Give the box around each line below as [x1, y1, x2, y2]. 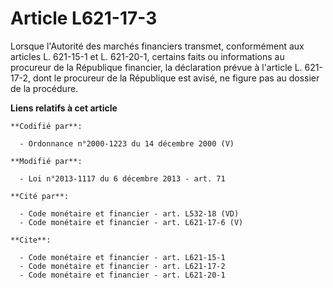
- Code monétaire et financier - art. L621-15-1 [19, 252, 226, 262]
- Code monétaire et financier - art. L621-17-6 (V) [19, 217, 244, 227]
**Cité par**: [10, 191, 70, 201]
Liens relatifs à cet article [10, 102, 118, 114]
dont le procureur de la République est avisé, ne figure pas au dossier [33, 72, 320, 84]
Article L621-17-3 [10, 7, 158, 30]
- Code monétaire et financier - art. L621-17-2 [19, 261, 226, 271]
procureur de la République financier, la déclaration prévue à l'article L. [10, 61, 303, 73]
